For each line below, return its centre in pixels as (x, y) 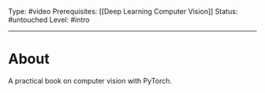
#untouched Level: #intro (49, 20)
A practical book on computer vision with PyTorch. (90, 80)
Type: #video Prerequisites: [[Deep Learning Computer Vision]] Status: (123, 11)
